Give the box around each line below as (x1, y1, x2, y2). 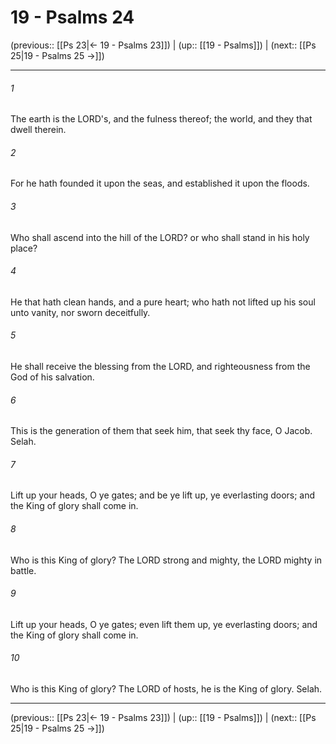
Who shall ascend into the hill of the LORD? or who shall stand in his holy (10, 231, 310, 243)
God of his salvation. (10, 371, 95, 383)
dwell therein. (10, 124, 67, 136)
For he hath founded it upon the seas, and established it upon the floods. (10, 177, 310, 190)
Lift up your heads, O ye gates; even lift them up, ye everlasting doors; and (10, 618, 318, 630)
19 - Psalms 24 (10, 6, 135, 29)
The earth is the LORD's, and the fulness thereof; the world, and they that (10, 113, 313, 125)
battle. (10, 564, 37, 576)
